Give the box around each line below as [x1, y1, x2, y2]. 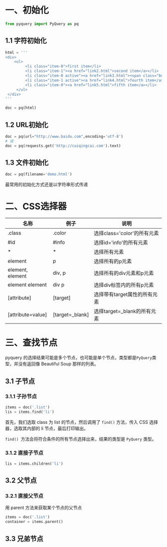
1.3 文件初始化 [5, 158, 49, 167]
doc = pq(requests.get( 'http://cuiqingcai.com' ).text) [5, 143, 121, 148]
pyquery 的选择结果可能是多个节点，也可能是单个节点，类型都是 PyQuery [5, 355, 153, 361]
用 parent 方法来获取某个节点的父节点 [5, 505, 82, 511]
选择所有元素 [93, 249, 124, 256]
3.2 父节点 [5, 476, 37, 485]
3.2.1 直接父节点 [5, 493, 44, 500]
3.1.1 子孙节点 [5, 393, 37, 400]
